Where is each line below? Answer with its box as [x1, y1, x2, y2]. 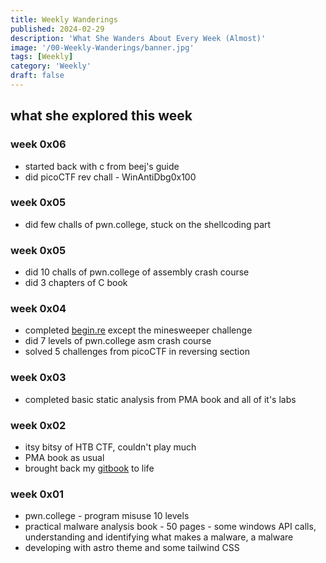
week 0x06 [10, 137, 67, 151]
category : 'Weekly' [10, 61, 92, 71]
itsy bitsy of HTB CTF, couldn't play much [24, 441, 197, 453]
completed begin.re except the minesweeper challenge [24, 324, 253, 336]
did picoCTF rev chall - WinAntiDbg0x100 [24, 171, 197, 183]
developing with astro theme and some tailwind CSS [24, 542, 240, 554]
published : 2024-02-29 [10, 24, 105, 34]
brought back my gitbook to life [24, 462, 155, 475]
